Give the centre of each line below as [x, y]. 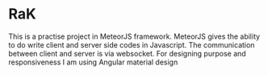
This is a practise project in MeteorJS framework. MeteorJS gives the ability [134, 36]
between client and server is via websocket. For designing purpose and [127, 53]
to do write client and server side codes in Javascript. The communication [132, 44]
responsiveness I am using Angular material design [93, 62]
